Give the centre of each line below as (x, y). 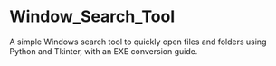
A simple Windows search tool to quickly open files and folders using (138, 42)
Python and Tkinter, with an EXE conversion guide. (104, 51)
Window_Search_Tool (92, 17)
